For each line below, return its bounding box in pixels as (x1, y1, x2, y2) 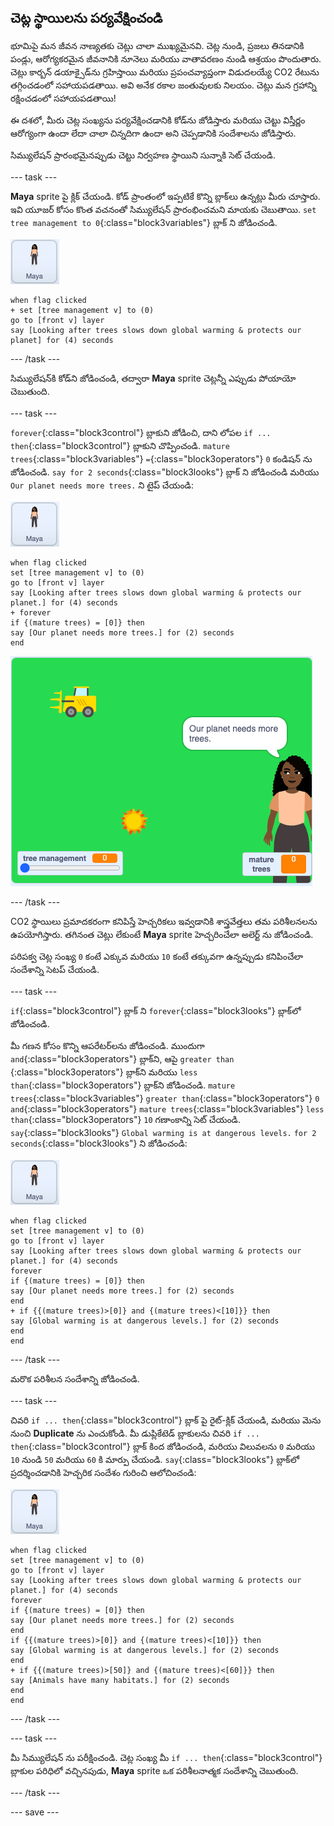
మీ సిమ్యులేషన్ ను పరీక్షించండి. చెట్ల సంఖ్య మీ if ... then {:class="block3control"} (10, 1751, 323, 1763)
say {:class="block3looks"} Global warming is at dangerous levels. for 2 (10, 1126, 317, 1138)
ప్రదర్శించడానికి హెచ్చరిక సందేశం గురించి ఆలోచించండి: (10, 1466, 197, 1478)
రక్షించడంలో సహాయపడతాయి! (10, 92, 117, 104)
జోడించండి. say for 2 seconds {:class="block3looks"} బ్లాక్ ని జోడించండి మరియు (10, 466, 320, 478)
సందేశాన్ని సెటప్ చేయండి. (10, 963, 100, 975)
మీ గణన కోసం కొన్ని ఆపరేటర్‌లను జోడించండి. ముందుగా (10, 1039, 206, 1051)
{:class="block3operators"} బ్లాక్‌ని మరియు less (10, 1066, 198, 1078)
